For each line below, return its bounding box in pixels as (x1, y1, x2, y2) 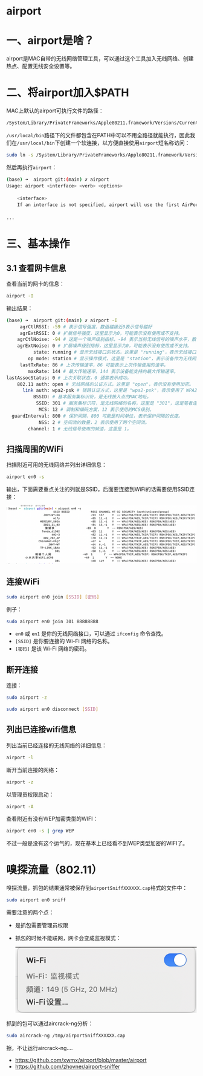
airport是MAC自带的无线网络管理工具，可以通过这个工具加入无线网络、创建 (6, 55, 194, 62)
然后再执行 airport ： (6, 163, 57, 170)
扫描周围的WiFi (6, 444, 63, 454)
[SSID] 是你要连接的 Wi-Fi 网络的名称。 (14, 638, 113, 645)
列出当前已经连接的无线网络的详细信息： (6, 742, 107, 749)
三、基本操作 (6, 237, 71, 251)
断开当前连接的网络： (6, 766, 59, 773)
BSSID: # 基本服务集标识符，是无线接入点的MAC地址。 (33, 394, 152, 400)
